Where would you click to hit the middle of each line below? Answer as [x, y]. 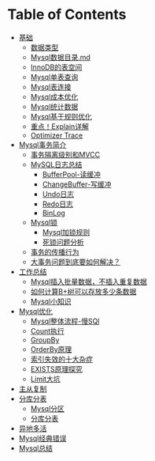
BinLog [54, 213]
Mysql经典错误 [42, 438]
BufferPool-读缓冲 [72, 174]
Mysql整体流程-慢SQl [65, 321]
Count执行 [47, 331]
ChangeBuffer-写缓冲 [77, 184]
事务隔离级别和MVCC [65, 154]
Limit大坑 [45, 379]
